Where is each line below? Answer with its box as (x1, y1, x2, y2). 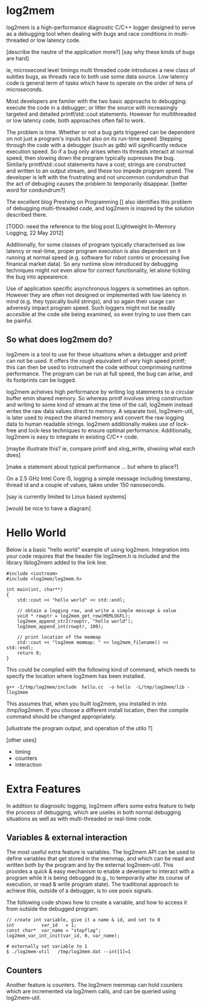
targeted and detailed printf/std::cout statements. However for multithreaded (6, 110, 197, 117)
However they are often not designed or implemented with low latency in (6, 291, 187, 299)
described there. (6, 211, 48, 218)
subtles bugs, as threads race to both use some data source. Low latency (6, 73, 189, 80)
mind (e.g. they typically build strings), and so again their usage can (6, 297, 175, 305)
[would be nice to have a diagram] (6, 504, 92, 512)
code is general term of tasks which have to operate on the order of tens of (6, 79, 193, 87)
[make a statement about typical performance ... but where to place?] (6, 463, 179, 470)
